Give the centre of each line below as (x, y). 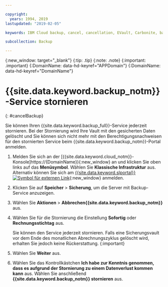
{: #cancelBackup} (24, 116)
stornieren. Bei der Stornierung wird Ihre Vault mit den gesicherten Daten (80, 131)
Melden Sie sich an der (36, 157)
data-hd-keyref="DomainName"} (39, 71)
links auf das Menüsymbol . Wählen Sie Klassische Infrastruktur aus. (84, 167)
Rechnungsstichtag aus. (38, 223)
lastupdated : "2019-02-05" (33, 24)
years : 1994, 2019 (29, 19)
